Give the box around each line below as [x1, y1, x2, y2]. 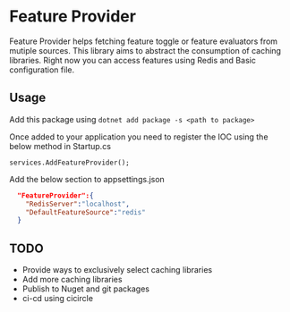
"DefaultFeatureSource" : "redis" [25, 207, 146, 216]
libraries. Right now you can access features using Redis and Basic [9, 55, 257, 65]
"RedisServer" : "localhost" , [25, 199, 130, 208]
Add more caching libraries [21, 274, 123, 285]
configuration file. [9, 64, 74, 75]
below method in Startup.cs [9, 140, 112, 151]
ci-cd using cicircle [21, 293, 94, 304]
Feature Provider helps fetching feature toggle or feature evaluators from [9, 36, 278, 46]
